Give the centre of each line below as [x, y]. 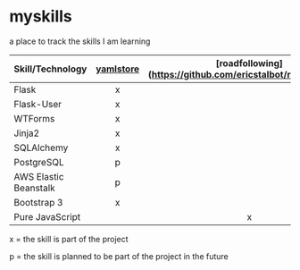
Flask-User [38, 104]
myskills [41, 17]
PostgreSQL [39, 162]
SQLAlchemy [41, 148]
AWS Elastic [39, 176]
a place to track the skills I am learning [80, 41]
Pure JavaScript [47, 216]
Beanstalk [34, 188]
